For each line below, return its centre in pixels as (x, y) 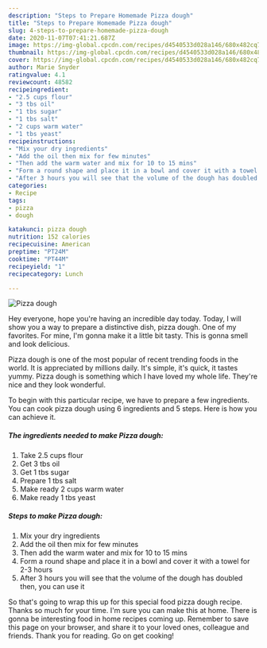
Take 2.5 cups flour (51, 456)
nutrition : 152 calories (49, 237)
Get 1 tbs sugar (44, 472)
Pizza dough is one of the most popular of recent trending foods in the (123, 359)
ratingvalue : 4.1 (37, 75)
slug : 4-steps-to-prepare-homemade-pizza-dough (89, 30)
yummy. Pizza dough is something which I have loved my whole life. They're (133, 376)
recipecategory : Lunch (46, 274)
